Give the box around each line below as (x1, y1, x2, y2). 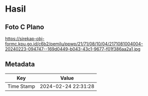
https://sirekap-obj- (5, 36, 45, 41)
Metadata (5, 60, 35, 69)
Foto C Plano (5, 23, 44, 31)
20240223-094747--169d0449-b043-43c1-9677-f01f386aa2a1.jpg (5, 46, 141, 52)
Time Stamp (7, 83, 36, 90)
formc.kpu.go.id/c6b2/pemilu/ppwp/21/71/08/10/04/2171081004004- (5, 41, 143, 47)
